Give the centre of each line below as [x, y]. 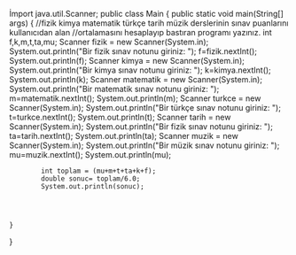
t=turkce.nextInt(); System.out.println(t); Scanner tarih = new [120, 117]
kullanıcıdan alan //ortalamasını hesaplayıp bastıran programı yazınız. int [140, 32]
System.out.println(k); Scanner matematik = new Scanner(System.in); [136, 79]
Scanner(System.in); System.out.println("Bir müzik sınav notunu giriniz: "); [144, 145]
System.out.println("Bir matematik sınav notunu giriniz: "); [114, 89]
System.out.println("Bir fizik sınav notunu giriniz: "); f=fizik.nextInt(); [133, 51]
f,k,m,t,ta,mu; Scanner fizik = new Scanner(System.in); [109, 42]
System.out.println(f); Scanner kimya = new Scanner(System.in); [127, 61]
